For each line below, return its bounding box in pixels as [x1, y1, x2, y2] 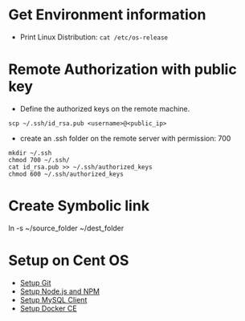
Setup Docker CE [19, 303, 78, 313]
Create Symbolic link [8, 197, 150, 215]
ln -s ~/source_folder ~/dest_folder [8, 223, 125, 233]
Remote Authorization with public [8, 60, 237, 79]
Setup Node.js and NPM [19, 286, 100, 296]
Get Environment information [8, 6, 206, 24]
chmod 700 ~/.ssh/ [8, 156, 70, 164]
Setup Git [19, 278, 51, 287]
